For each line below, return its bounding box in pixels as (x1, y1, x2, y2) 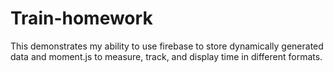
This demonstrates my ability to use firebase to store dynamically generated (10, 40, 324, 52)
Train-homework (10, 7, 153, 30)
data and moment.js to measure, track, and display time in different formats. (10, 50, 323, 62)
